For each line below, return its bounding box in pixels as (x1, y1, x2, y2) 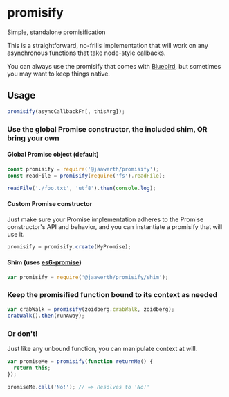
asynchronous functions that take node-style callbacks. (7, 49, 166, 57)
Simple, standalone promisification (7, 28, 106, 36)
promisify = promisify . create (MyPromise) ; (7, 243, 131, 251)
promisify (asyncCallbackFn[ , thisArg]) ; (7, 108, 126, 115)
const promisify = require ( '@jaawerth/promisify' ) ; (7, 165, 159, 173)
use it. (7, 230, 25, 238)
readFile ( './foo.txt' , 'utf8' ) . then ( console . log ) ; (7, 185, 156, 192)
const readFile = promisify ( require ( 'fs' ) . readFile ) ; (7, 172, 166, 179)
